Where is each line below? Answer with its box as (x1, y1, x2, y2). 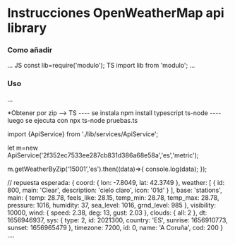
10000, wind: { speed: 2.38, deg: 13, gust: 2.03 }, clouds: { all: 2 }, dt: (7, 208, 207, 217)
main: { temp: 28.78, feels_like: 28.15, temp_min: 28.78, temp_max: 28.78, (7, 193, 219, 202)
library (7, 20, 47, 36)
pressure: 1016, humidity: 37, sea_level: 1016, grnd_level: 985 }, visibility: (7, 201, 217, 209)
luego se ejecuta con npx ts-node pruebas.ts (7, 116, 138, 124)
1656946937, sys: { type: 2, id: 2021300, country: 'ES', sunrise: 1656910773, (7, 215, 228, 224)
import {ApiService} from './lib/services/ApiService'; (7, 129, 159, 138)
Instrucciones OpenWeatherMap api (7, 5, 224, 21)
